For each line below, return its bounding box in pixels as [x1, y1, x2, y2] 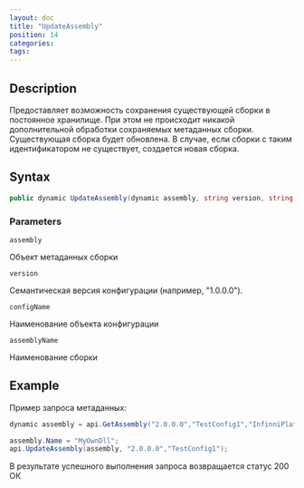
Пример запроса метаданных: [9, 402, 127, 413]
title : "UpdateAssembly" [9, 22, 103, 31]
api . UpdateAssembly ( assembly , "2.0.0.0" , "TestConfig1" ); [9, 444, 229, 454]
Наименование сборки [9, 351, 98, 363]
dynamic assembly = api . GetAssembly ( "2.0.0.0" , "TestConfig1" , [9, 419, 249, 429]
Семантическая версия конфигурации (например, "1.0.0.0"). [9, 285, 243, 296]
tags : [9, 47, 30, 56]
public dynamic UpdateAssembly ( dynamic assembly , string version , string [9, 193, 294, 202]
